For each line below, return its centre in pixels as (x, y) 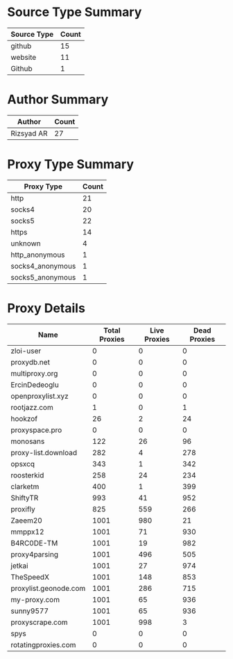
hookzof (24, 418)
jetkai (20, 566)
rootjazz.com (32, 407)
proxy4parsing (35, 554)
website (24, 57)
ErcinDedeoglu (35, 385)
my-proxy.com (35, 599)
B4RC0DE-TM (34, 543)
